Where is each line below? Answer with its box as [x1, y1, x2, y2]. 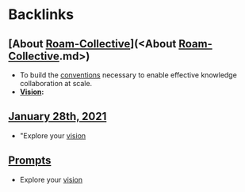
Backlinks [8, 6, 75, 24]
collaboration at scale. [19, 79, 93, 88]
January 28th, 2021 [8, 110, 107, 123]
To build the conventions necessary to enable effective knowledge [19, 70, 238, 80]
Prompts [8, 154, 52, 168]
